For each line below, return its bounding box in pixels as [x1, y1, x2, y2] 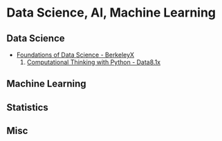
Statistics [6, 102, 49, 113]
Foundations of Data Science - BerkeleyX [16, 50, 135, 59]
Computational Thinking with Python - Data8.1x [26, 58, 160, 66]
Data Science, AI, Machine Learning [6, 5, 216, 21]
